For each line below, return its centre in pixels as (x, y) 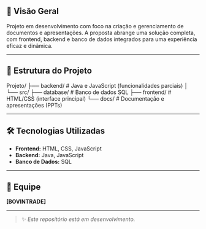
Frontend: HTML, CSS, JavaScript (59, 149)
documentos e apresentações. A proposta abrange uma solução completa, (101, 33)
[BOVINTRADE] (26, 202)
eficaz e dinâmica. (30, 45)
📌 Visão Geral (33, 11)
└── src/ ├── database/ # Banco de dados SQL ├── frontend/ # (89, 92)
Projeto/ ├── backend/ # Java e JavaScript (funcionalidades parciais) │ (97, 85)
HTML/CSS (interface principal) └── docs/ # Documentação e (85, 98)
